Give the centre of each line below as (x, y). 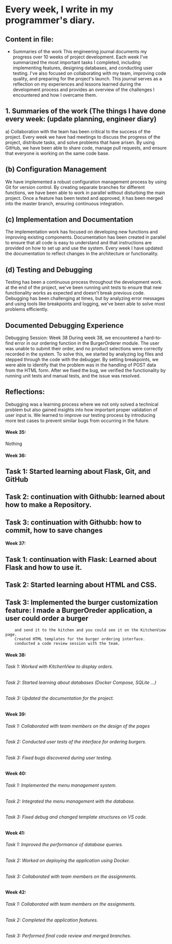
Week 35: (16, 432)
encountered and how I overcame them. (55, 95)
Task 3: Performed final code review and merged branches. (68, 936)
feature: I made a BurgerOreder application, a (79, 610)
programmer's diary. (50, 20)
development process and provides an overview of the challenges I (83, 90)
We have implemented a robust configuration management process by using (86, 182)
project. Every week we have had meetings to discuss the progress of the (83, 137)
